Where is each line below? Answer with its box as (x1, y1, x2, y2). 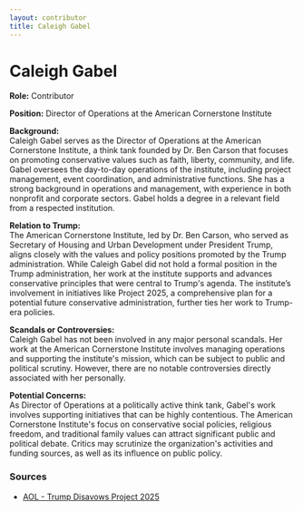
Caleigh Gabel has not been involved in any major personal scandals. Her (9, 334, 283, 345)
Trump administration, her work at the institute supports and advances (9, 268, 273, 279)
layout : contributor (9, 13, 88, 23)
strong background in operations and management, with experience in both (9, 183, 292, 195)
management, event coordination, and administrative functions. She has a (9, 174, 285, 185)
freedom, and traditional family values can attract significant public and (9, 429, 276, 439)
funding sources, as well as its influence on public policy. (9, 448, 223, 458)
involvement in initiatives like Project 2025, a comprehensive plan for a (9, 287, 273, 299)
